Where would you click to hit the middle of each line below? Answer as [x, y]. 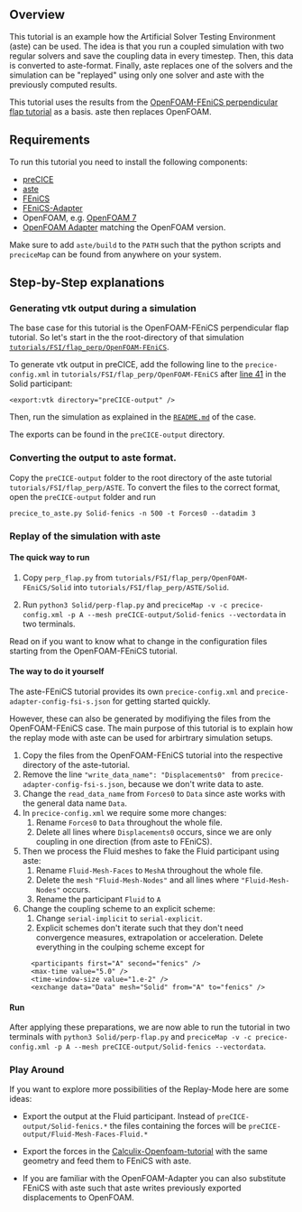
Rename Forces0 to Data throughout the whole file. [129, 822]
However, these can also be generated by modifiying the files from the [140, 718]
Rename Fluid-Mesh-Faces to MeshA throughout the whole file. [149, 870]
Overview [37, 15]
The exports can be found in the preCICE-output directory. [117, 435]
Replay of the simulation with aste [85, 536]
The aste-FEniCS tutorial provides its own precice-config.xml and [132, 691]
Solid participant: [41, 384]
